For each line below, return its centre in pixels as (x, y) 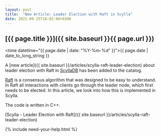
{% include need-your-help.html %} (41, 129)
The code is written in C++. (33, 105)
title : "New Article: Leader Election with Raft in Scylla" (69, 14)
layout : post (18, 10)
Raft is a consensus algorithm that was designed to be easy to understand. (80, 80)
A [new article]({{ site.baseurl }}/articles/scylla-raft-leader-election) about (80, 65)
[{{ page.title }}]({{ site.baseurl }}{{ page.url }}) (80, 39)
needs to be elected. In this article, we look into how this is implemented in (80, 90)
